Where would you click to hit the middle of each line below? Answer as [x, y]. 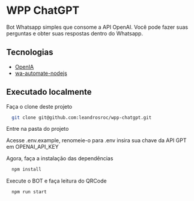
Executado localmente [49, 92]
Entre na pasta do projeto [38, 129]
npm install [27, 169]
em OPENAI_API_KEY [32, 147]
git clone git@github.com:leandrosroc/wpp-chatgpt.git [82, 118]
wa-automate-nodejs [41, 73]
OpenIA [24, 67]
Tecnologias [30, 52]
